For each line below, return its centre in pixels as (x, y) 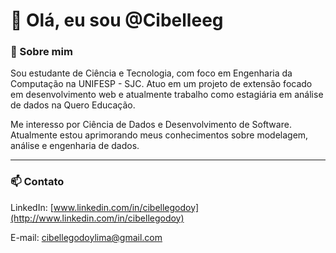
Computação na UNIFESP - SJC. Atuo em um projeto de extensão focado (161, 84)
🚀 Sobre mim (41, 52)
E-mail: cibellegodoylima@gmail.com (86, 237)
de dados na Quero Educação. (73, 105)
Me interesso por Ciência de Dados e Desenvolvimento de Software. (151, 125)
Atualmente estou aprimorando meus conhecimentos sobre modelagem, (159, 135)
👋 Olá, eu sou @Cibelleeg (117, 20)
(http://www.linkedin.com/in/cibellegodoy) (97, 218)
